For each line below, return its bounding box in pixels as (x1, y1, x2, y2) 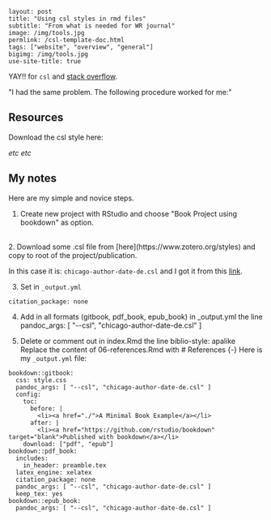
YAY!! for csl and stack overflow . (8, 71, 118, 81)
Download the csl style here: (8, 132, 104, 142)
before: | (29, 404, 63, 413)
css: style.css (15, 376, 67, 385)
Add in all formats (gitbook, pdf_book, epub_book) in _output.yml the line (19, 312, 263, 321)
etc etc (8, 148, 32, 157)
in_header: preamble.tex (23, 461, 107, 470)
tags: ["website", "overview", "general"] (8, 43, 154, 51)
